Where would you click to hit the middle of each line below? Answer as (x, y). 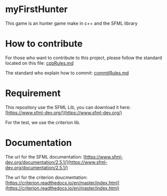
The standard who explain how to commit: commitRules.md (67, 73)
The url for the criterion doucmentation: (46, 177)
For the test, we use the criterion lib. (43, 122)
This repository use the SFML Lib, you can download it (62, 107)
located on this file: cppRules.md (39, 63)
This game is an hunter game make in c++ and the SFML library (71, 23)
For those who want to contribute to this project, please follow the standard (84, 58)
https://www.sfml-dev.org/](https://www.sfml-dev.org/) (65, 113)
